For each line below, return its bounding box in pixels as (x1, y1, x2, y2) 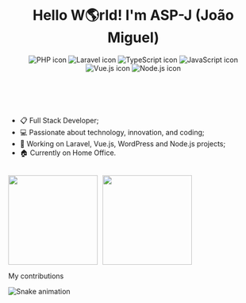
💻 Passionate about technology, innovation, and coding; (19, 127, 205, 137)
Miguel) (106, 29, 160, 47)
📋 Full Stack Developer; (19, 115, 99, 125)
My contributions (8, 271, 64, 281)
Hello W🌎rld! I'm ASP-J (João (33, 6, 234, 25)
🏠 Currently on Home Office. (19, 148, 117, 157)
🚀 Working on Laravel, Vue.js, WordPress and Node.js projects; (19, 138, 226, 148)
